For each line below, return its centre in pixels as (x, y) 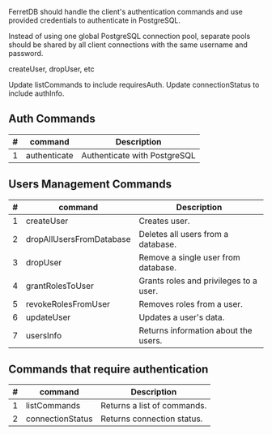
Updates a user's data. (182, 317)
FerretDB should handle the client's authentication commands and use (125, 12)
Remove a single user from (189, 257)
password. (26, 53)
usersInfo (44, 335)
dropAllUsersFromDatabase (78, 239)
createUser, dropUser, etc (51, 69)
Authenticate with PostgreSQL (138, 155)
